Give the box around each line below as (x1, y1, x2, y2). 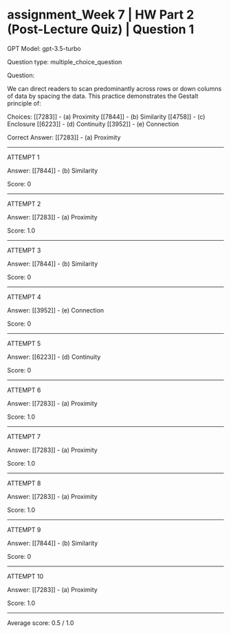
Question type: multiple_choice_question (7, 57, 122, 66)
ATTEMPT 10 (7, 572, 44, 580)
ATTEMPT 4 (7, 293, 41, 301)
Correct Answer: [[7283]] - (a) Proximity (7, 133, 121, 141)
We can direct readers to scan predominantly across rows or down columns (7, 84, 222, 92)
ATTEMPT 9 (7, 525, 41, 534)
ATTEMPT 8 (7, 479, 41, 487)
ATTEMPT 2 (7, 199, 41, 208)
